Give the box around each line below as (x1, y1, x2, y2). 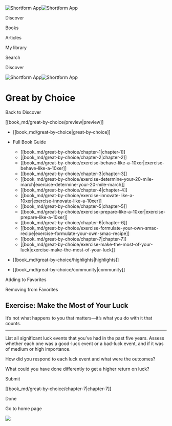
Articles (5, 35, 22, 40)
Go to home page (5, 405, 42, 412)
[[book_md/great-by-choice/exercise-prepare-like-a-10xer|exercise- (20, 208, 166, 215)
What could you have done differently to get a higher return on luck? (5, 366, 149, 372)
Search (5, 54, 20, 60)
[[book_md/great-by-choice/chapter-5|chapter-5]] (20, 203, 127, 209)
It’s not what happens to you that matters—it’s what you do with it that (5, 315, 153, 321)
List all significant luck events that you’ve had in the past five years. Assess (5, 335, 165, 341)
